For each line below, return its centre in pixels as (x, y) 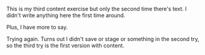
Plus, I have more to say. (37, 27)
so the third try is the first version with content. (65, 46)
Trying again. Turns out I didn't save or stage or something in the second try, (103, 39)
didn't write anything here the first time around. (66, 15)
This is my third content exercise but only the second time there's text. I (97, 9)
